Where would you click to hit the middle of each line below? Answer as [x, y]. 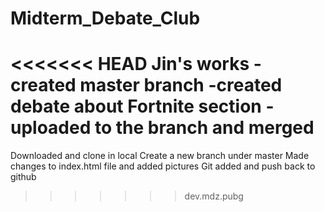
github [23, 177]
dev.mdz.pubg [214, 196]
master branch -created [181, 85]
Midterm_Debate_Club [105, 18]
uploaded [51, 128]
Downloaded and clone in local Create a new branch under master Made [160, 156]
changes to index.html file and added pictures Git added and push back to [163, 166]
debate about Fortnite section [136, 106]
